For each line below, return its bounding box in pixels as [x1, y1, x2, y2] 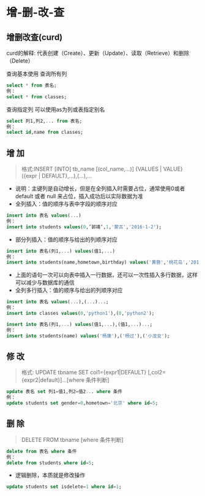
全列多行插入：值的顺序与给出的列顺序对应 [15, 287, 123, 294]
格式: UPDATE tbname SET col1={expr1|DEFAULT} [21, 369, 147, 376]
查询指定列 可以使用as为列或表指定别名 [6, 106, 105, 113]
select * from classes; [6, 93, 67, 100]
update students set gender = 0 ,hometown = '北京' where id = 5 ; [6, 400, 158, 406]
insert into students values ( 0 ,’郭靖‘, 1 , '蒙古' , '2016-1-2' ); [6, 223, 162, 230]
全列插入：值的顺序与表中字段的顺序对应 [15, 200, 117, 207]
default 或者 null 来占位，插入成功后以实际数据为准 [15, 193, 143, 200]
